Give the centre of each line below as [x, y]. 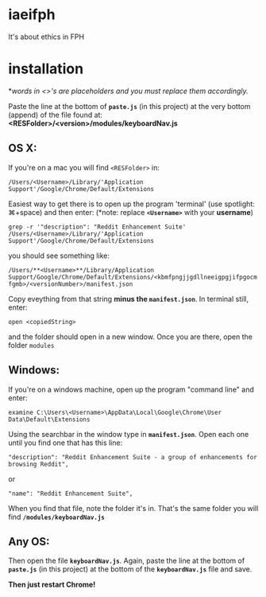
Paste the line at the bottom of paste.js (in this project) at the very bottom [130, 106]
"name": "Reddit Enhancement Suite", [71, 494]
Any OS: [29, 542]
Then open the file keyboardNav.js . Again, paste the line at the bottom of [127, 561]
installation [46, 69]
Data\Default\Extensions [49, 419]
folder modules [31, 345]
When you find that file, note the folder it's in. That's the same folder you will [133, 508]
